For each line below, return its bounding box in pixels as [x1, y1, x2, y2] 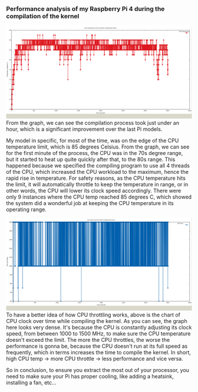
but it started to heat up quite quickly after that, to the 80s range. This [6, 156, 176, 163]
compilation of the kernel [6, 12, 80, 20]
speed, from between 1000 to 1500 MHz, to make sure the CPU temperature [6, 330, 191, 337]
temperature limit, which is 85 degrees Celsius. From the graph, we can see [6, 143, 190, 150]
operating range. [6, 206, 47, 213]
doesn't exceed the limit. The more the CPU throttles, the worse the [6, 337, 170, 344]
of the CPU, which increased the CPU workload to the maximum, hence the [6, 169, 189, 176]
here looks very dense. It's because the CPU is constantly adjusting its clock [6, 324, 192, 331]
